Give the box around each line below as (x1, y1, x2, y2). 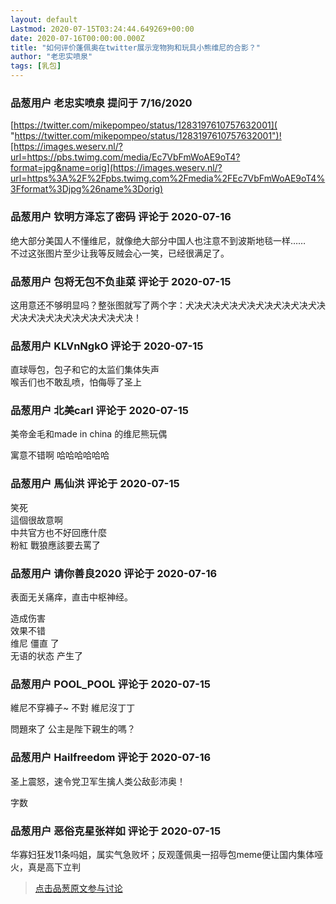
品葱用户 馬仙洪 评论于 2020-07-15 (10, 477, 180, 491)
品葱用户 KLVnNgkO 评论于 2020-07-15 (10, 339, 204, 353)
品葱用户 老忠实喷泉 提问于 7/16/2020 (10, 96, 193, 110)
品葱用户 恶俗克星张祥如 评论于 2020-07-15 (10, 824, 222, 838)
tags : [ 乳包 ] (10, 61, 62, 71)
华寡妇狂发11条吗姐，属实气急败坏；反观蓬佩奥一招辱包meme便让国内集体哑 (10, 848, 324, 860)
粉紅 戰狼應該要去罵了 (10, 539, 101, 551)
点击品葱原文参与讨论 (34, 882, 123, 894)
